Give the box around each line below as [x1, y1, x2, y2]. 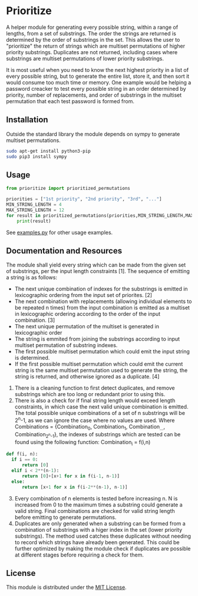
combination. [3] [14, 317, 55, 324]
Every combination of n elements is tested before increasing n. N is [14, 495, 178, 502]
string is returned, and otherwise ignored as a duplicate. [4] [14, 373, 160, 380]
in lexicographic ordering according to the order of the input [14, 311, 161, 318]
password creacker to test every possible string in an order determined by [6, 85, 187, 92]
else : [11, 479, 25, 485]
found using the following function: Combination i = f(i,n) [14, 438, 151, 447]
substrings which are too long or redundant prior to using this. [14, 391, 166, 398]
